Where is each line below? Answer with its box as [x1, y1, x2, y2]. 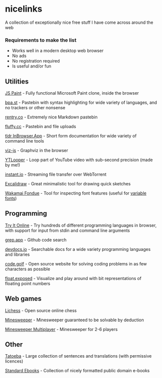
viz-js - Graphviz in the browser [5, 148, 69, 153]
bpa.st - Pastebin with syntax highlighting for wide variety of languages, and [5, 99, 157, 105]
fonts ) [5, 196, 17, 201]
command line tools [5, 138, 44, 144]
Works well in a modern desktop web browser [12, 48, 104, 54]
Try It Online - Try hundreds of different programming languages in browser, [5, 222, 157, 228]
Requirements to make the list [5, 36, 76, 43]
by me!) [5, 162, 20, 168]
